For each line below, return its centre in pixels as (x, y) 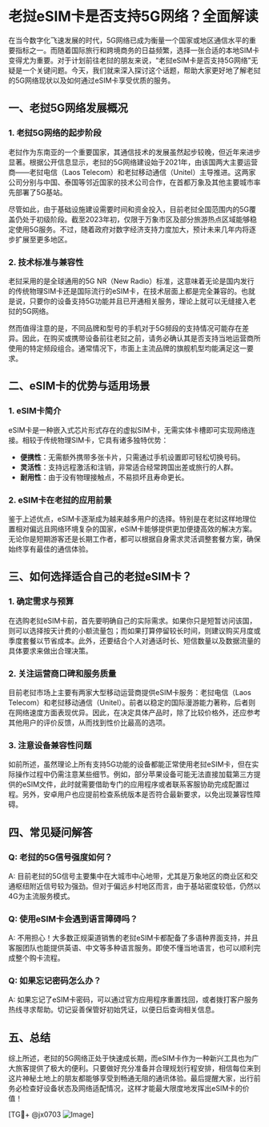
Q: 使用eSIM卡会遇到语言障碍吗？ (73, 918)
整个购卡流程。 (40, 958)
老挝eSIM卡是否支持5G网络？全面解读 (133, 16)
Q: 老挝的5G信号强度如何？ (61, 857)
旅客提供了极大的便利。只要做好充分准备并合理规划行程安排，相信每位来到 (138, 1068)
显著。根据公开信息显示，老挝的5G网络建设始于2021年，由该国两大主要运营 (133, 162)
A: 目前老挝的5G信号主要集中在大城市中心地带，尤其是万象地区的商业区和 (130, 876)
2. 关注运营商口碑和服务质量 (62, 673)
